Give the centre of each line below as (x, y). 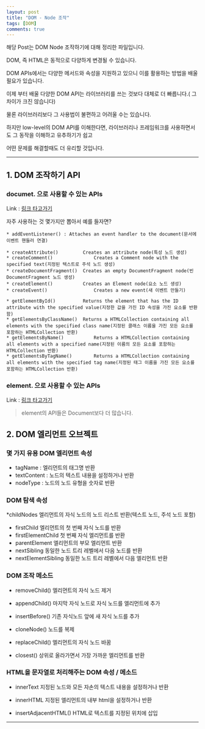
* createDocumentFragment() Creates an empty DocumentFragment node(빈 (100, 271)
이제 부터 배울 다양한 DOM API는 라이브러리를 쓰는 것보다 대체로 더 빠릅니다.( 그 (102, 94)
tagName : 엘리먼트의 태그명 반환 (55, 467)
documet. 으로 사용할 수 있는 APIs (55, 194)
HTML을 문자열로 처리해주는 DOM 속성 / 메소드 (72, 672)
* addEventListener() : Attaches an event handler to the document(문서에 (102, 234)
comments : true (26, 29)
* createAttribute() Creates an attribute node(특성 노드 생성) (97, 252)
